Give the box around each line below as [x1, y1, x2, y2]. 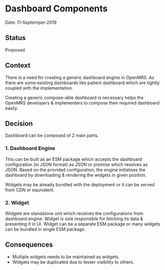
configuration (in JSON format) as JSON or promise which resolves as [5, 162, 148, 167]
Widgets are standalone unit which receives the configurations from [5, 210, 143, 216]
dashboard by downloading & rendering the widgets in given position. [5, 172, 147, 178]
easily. [5, 105, 18, 111]
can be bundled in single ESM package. [5, 226, 86, 232]
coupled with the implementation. [5, 85, 73, 91]
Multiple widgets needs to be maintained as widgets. [12, 254, 120, 260]
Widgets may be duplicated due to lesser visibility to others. [12, 259, 134, 265]
